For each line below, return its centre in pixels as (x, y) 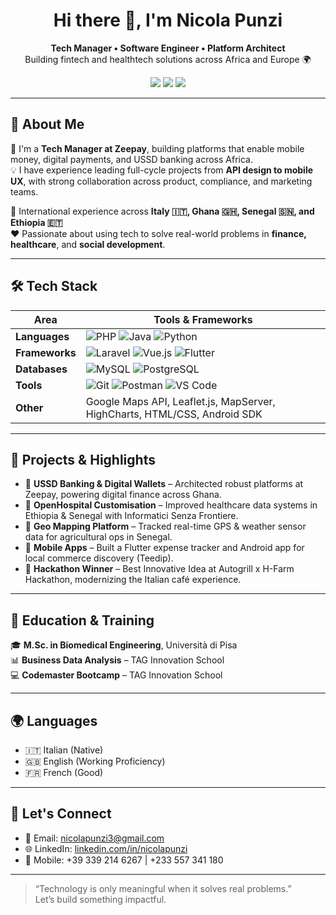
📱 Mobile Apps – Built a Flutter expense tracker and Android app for (164, 548)
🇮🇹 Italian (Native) (64, 750)
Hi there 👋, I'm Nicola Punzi (168, 20)
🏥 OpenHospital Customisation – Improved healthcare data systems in (171, 505)
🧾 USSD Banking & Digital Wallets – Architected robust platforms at (164, 484)
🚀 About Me (47, 124)
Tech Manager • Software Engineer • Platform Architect (168, 48)
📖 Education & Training (82, 620)
